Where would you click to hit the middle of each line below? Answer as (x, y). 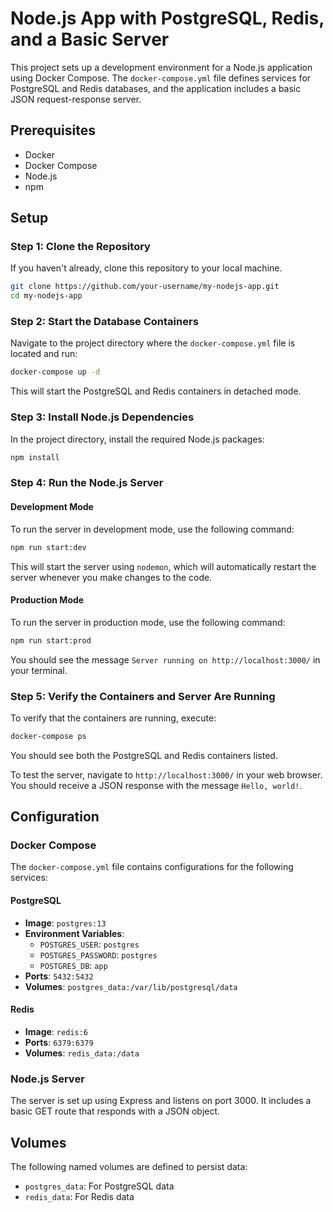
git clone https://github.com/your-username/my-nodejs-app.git (145, 287)
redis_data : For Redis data (79, 1196)
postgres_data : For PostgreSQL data (99, 1186)
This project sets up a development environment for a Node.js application (161, 67)
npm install (35, 457)
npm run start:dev (48, 547)
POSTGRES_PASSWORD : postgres (98, 954)
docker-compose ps (48, 736)
